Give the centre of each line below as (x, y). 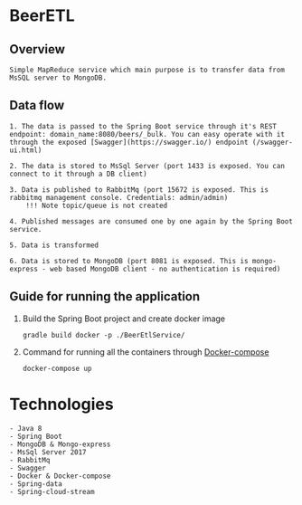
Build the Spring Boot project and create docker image (124, 319)
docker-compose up (57, 368)
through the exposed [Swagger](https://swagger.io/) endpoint (129, 142)
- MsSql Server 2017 (48, 452)
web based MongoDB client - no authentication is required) (165, 269)
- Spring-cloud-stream (52, 491)
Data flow (37, 105)
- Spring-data (36, 484)
